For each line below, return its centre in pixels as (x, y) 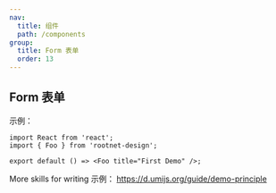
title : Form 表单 (48, 51)
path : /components (52, 34)
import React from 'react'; (62, 138)
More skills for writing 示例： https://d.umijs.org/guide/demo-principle (138, 179)
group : (21, 42)
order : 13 (35, 59)
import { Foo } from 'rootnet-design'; (84, 145)
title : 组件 (38, 26)
